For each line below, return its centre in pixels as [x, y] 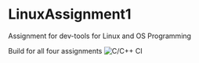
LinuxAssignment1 [70, 14]
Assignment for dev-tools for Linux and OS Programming [100, 36]
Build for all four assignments [55, 51]
